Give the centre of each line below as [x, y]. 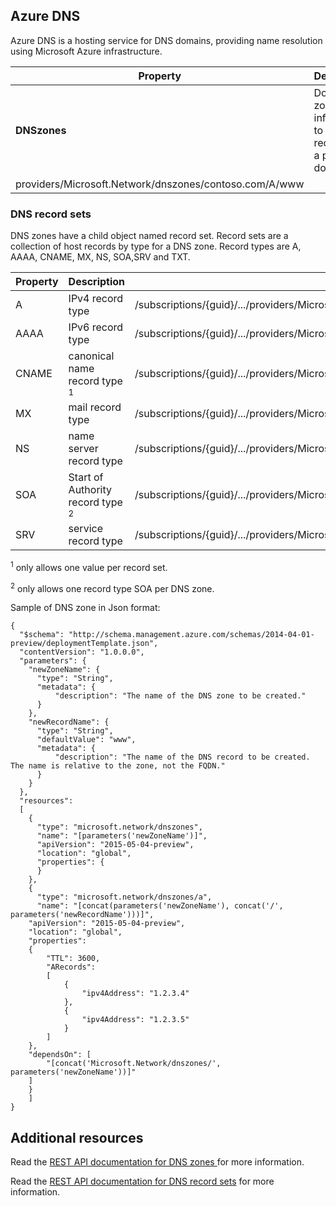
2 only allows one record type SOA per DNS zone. [112, 587]
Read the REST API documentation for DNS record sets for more [142, 1181]
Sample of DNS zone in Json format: [85, 608]
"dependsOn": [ [60, 1055]
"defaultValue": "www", [86, 740]
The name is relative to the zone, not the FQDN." [118, 766]
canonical [91, 356]
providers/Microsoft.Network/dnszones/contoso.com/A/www [160, 184]
